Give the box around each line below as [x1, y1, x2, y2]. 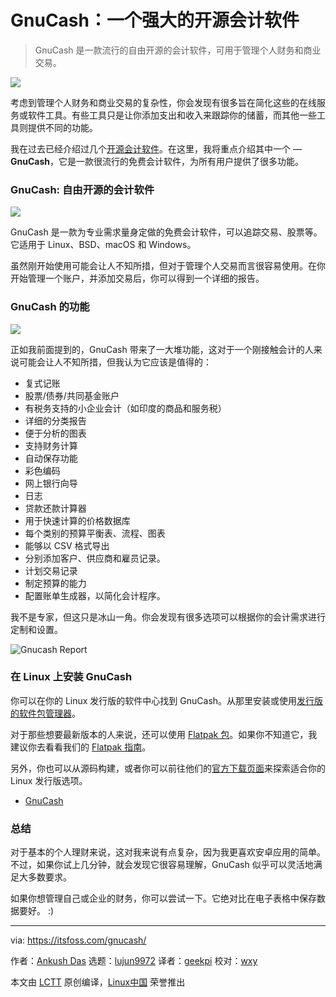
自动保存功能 [24, 452, 78, 464]
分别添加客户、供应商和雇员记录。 [24, 552, 166, 564]
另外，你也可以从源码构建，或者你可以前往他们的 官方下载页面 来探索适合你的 [10, 762, 326, 774]
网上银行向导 [24, 477, 78, 489]
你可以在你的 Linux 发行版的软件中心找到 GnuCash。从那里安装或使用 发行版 [10, 694, 324, 706]
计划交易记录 [24, 564, 78, 576]
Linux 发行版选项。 [10, 774, 88, 786]
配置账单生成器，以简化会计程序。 [24, 589, 166, 601]
